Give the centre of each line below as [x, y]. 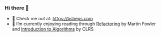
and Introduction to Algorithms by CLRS [53, 29]
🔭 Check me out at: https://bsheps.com [52, 19]
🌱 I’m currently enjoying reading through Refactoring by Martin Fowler [84, 24]
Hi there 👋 [17, 8]
